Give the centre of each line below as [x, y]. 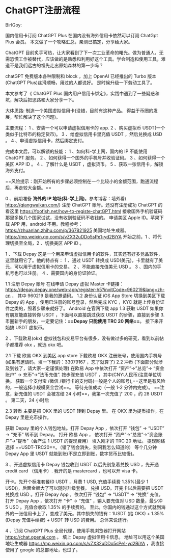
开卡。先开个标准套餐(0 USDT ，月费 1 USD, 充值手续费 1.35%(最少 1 [77, 482]
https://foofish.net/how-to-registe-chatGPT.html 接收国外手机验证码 [91, 211]
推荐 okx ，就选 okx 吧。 [40, 344]
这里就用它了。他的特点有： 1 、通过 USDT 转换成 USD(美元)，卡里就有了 [82, 260]
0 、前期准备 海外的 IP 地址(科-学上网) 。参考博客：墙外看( [66, 198]
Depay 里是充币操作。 [28, 417]
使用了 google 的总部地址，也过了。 [43, 550]
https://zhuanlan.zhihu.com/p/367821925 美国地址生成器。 [67, 230]
